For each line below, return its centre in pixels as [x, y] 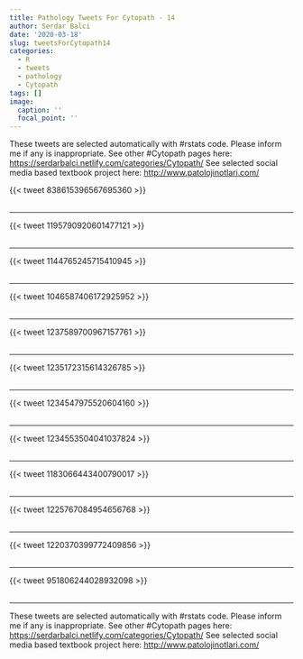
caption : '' [40, 110]
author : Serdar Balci [50, 26]
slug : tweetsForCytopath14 [60, 43]
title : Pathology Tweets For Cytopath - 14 [92, 18]
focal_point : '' [48, 118]
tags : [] [26, 93]
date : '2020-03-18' [46, 34]
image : [22, 101]
